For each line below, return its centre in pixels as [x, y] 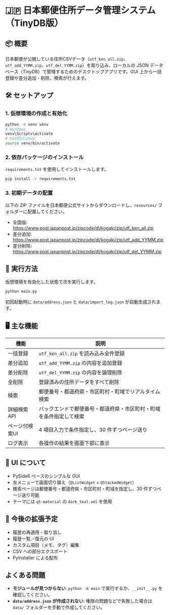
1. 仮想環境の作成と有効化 [36, 113]
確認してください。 [32, 595]
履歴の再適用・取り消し [37, 532]
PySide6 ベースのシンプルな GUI [46, 476]
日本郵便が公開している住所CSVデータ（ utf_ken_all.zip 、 [67, 59]
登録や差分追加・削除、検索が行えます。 [47, 78]
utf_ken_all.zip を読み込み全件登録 [82, 354]
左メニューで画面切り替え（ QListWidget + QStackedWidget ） [75, 482]
